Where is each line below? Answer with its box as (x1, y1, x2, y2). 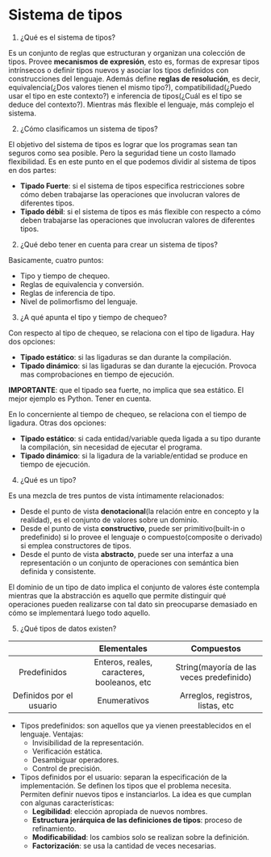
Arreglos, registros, (179, 690, 252, 701)
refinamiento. (31, 823, 77, 834)
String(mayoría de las (175, 661, 256, 673)
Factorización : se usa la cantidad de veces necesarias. (31, 841, 216, 851)
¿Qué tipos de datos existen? (19, 623, 117, 633)
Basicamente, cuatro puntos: (8, 255, 104, 264)
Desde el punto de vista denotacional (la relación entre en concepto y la (19, 506, 260, 516)
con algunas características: (19, 798, 115, 808)
